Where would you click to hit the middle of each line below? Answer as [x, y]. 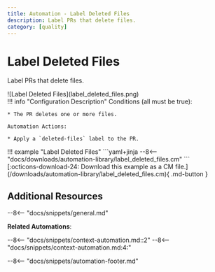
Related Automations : [40, 227]
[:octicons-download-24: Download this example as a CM [90, 167]
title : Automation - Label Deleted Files [69, 14]
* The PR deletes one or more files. [62, 115]
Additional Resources [55, 196]
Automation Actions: [37, 127]
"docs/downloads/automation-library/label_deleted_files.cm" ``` [99, 159]
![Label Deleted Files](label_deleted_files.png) [73, 94]
